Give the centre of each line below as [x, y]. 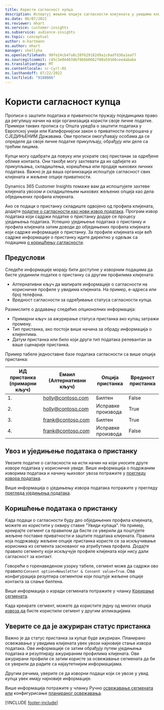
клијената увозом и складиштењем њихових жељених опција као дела [80, 191]
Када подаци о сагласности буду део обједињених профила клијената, [79, 520]
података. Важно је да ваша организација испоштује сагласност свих [78, 171]
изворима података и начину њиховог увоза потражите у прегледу [76, 473]
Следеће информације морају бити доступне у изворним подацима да [79, 270]
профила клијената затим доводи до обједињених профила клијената [78, 227]
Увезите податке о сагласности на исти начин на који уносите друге [76, 463]
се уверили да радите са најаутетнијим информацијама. [64, 664]
